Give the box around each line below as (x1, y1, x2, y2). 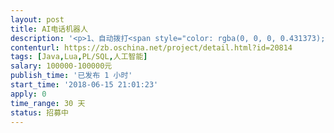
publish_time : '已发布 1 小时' (10, 71, 133, 81)
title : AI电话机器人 (10, 24, 88, 34)
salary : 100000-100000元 (10, 61, 113, 71)
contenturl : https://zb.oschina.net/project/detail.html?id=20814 (10, 42, 293, 53)
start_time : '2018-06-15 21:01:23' (10, 80, 159, 90)
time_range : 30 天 (10, 98, 86, 108)
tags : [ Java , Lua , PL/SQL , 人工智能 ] (10, 52, 148, 62)
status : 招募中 (10, 107, 69, 118)
